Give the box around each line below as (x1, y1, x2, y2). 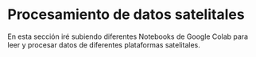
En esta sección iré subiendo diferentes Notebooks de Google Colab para (7, 32, 248, 41)
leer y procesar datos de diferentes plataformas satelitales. (7, 40, 200, 49)
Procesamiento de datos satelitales (7, 6, 245, 24)
